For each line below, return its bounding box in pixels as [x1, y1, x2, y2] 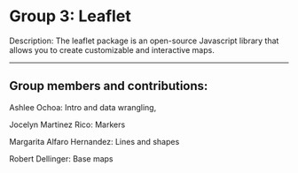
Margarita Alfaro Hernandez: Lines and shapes [9, 136, 180, 147]
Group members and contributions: [9, 79, 208, 94]
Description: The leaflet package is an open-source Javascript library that [9, 35, 279, 46]
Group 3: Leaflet [9, 6, 131, 26]
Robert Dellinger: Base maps [9, 153, 114, 164]
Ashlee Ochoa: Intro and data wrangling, [9, 102, 157, 112]
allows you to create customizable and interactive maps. [9, 44, 215, 55]
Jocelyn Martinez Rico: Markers [9, 119, 126, 130]
